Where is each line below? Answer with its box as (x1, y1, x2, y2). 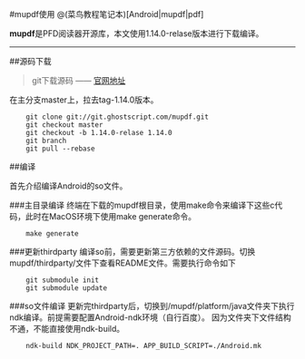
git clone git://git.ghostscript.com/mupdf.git (25, 112, 209, 121)
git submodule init (25, 276, 100, 285)
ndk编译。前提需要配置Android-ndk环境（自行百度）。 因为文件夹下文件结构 (9, 312, 292, 323)
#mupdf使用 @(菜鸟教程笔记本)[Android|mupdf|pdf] (9, 9, 204, 19)
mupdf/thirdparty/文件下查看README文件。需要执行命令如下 (9, 257, 236, 268)
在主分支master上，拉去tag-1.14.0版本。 (9, 94, 159, 105)
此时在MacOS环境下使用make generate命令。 (25, 211, 197, 221)
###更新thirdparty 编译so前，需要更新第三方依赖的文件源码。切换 (9, 247, 256, 257)
